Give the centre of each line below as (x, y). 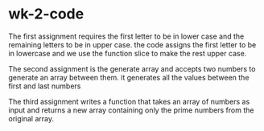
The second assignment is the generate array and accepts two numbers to (132, 68)
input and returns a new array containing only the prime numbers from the (131, 110)
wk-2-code (46, 14)
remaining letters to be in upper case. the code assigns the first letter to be (132, 44)
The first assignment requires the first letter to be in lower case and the (126, 36)
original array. (31, 118)
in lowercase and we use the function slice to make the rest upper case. (128, 53)
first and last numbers (45, 86)
